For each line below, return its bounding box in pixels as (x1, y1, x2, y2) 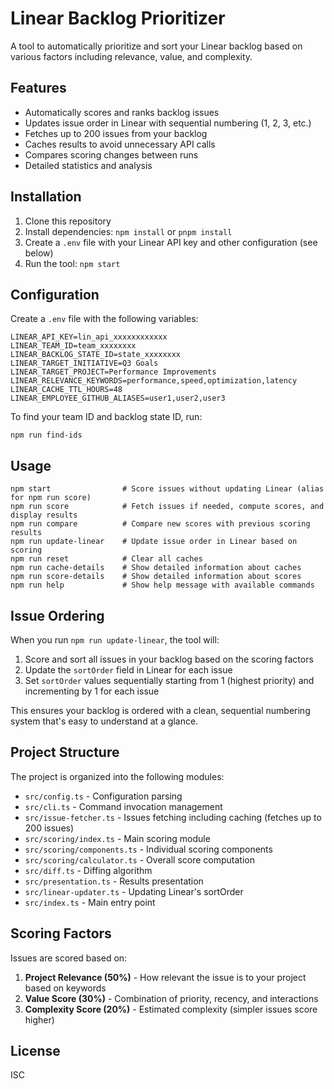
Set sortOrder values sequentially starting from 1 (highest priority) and (24, 675, 315, 686)
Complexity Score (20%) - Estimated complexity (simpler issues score (24, 1003, 318, 1015)
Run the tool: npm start (24, 257, 121, 269)
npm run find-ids (10, 430, 83, 441)
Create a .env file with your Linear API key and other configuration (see (24, 236, 318, 248)
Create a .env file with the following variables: (10, 313, 199, 325)
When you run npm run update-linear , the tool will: (10, 634, 220, 646)
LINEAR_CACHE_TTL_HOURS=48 (10, 385, 123, 395)
